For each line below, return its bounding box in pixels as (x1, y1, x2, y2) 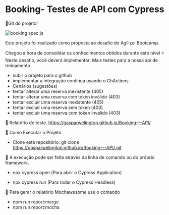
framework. (5, 159, 29, 166)
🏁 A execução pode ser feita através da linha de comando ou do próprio (5, 154, 155, 160)
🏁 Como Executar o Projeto (5, 129, 62, 135)
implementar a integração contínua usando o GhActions (12, 77, 129, 84)
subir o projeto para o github (12, 72, 72, 78)
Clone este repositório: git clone (12, 139, 79, 145)
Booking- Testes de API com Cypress (5, 4, 164, 15)
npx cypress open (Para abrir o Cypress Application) (12, 169, 122, 175)
